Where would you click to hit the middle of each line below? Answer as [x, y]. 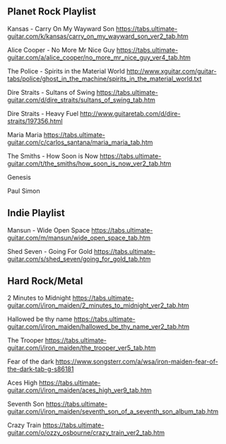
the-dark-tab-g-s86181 [41, 369]
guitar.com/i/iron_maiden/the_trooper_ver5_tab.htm [82, 348]
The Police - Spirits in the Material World [66, 71]
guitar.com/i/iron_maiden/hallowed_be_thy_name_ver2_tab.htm [99, 327]
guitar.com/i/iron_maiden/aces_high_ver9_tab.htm [79, 390]
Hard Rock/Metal [45, 281]
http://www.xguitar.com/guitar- [171, 71]
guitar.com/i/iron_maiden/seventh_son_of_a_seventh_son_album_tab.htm [113, 411]
